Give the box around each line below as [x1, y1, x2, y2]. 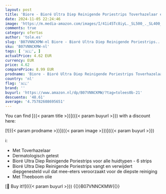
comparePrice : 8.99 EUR [5, 67, 54, 72]
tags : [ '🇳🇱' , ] [5, 48, 41, 53]
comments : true [5, 26, 37, 31]
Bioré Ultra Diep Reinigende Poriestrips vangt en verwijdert [12, 163, 132, 169]
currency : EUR [5, 58, 35, 63]
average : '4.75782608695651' [5, 99, 65, 104]
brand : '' [5, 85, 26, 91]
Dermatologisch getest [12, 153, 59, 159]
